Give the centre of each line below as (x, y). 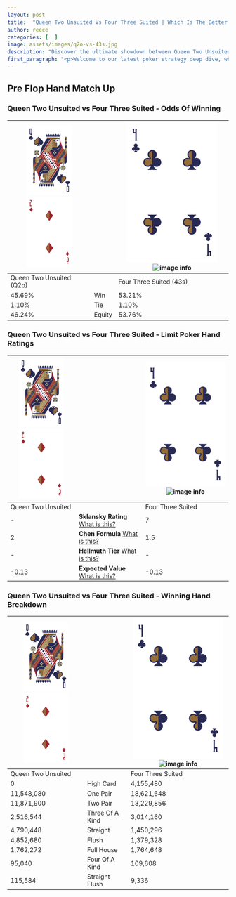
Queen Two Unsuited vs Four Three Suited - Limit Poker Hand (114, 335)
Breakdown (27, 605)
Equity (103, 315)
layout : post (26, 15)
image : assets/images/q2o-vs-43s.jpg (63, 45)
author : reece (28, 30)
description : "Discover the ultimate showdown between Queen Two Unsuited (119, 52)
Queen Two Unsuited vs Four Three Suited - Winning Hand (109, 596)
